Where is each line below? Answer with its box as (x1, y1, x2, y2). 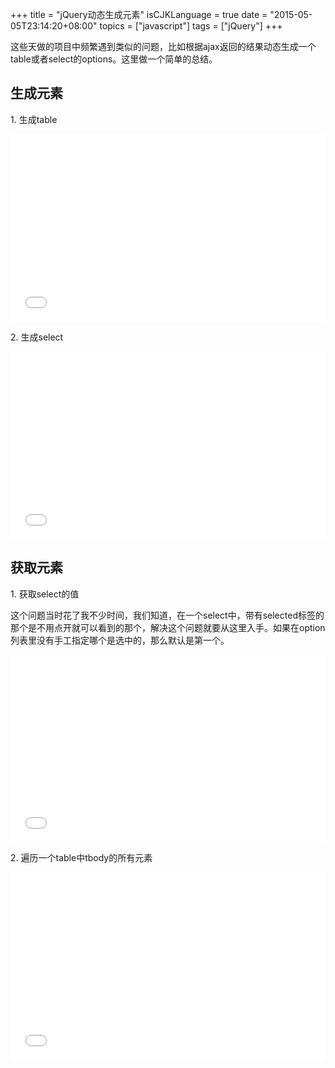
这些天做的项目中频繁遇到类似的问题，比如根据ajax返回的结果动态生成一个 (10, 41, 317, 52)
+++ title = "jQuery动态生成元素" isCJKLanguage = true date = (10, 9, 268, 20)
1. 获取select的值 (10, 588, 80, 600)
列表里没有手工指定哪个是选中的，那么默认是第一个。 (10, 634, 230, 646)
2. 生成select (10, 331, 64, 343)
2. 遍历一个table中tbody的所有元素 (10, 851, 153, 863)
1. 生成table (10, 113, 58, 125)
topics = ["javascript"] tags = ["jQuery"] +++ (99, 20, 283, 32)
